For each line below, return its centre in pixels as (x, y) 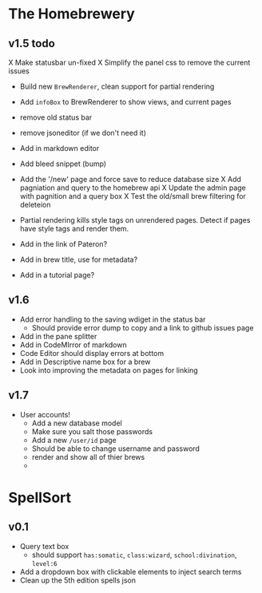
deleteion (35, 205)
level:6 (44, 563)
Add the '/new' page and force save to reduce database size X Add (131, 179)
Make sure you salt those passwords (92, 431)
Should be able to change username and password (115, 449)
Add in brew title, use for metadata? (79, 259)
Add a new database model (77, 423)
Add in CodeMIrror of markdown (73, 345)
